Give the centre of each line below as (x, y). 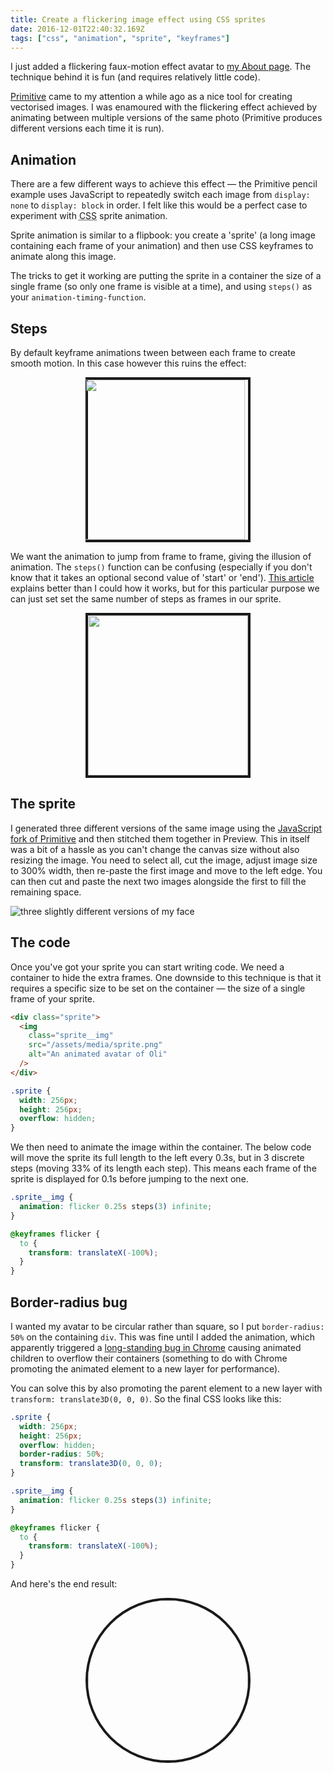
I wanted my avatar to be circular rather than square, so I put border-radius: (167, 1326)
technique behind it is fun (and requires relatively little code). (135, 77)
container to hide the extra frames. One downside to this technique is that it (166, 977)
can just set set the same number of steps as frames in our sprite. (146, 599)
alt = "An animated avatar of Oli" (98, 1054)
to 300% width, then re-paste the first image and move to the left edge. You (166, 870)
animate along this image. (63, 257)
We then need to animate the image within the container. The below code (161, 1147)
